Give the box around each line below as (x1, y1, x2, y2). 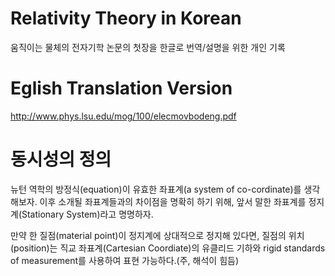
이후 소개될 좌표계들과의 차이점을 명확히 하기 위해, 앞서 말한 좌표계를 (39, 195, 307, 207)
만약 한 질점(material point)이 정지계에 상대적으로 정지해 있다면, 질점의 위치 (10, 229, 305, 241)
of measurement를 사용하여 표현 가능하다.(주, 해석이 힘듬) (10, 254, 240, 266)
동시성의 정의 (10, 148, 112, 171)
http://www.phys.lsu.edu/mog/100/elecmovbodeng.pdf (10, 110, 237, 122)
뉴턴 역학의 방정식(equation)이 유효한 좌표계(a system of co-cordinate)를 (10, 183, 302, 195)
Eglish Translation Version (10, 77, 233, 100)
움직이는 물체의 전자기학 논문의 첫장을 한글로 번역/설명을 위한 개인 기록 (10, 41, 286, 53)
